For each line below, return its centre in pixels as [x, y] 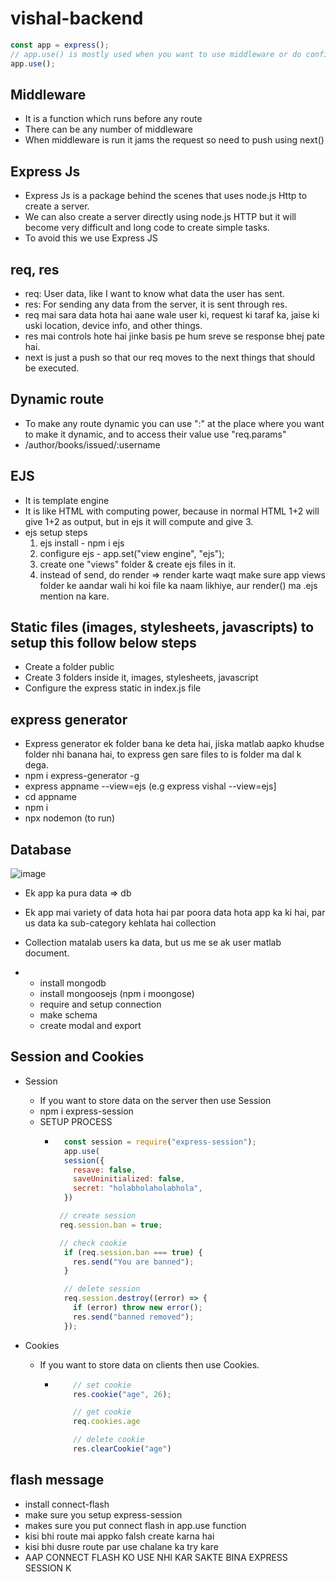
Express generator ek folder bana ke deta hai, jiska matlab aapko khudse [174, 744]
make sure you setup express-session [103, 1514]
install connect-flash [67, 1504]
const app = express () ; [60, 45]
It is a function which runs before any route [113, 119]
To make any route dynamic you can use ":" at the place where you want [174, 423]
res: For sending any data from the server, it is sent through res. [156, 304]
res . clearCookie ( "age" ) [122, 1449]
